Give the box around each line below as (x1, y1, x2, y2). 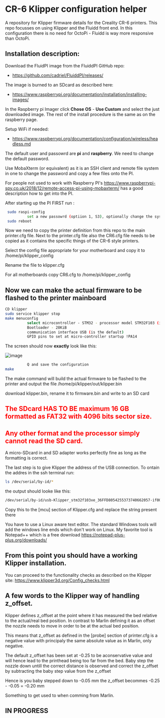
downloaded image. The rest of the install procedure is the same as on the (5, 111, 156, 117)
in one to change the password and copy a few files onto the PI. (5, 170, 134, 176)
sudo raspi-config (7, 209, 45, 215)
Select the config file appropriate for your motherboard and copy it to (5, 248, 145, 253)
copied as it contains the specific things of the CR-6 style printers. (5, 238, 140, 244)
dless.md (12, 141, 31, 147)
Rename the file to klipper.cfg (5, 262, 65, 268)
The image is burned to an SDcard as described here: (5, 82, 114, 88)
